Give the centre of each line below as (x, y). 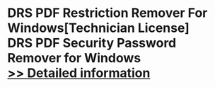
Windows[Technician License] (98, 28)
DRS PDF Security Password (92, 43)
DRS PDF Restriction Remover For (107, 13)
